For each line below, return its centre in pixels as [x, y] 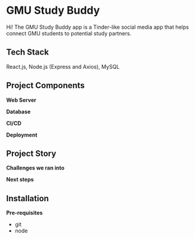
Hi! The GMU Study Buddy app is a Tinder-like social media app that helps [98, 27]
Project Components [45, 85]
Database [19, 111]
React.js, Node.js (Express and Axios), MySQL [63, 66]
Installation [28, 198]
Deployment [22, 135]
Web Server [21, 100]
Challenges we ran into [35, 168]
